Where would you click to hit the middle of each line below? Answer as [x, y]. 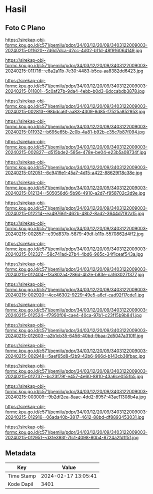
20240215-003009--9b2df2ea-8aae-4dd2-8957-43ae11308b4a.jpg [75, 397]
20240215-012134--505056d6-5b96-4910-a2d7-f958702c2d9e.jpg [75, 193]
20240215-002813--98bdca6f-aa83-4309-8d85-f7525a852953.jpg [75, 112]
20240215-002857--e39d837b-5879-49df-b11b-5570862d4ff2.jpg [74, 234]
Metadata [20, 453]
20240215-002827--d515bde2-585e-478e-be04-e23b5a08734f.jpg [76, 152]
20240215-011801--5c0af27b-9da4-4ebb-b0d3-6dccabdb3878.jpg [75, 91]
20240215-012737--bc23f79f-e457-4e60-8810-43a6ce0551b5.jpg [74, 376]
